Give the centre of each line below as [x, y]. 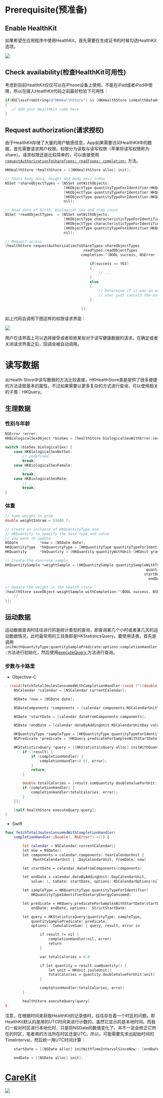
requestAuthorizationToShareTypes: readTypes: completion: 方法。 [73, 161]
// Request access [24, 241]
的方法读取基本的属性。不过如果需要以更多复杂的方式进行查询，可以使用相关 [81, 386]
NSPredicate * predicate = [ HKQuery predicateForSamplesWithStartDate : [87, 739]
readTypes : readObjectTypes [110, 250]
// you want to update [28, 538]
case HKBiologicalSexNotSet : [43, 452]
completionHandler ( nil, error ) [80, 939]
